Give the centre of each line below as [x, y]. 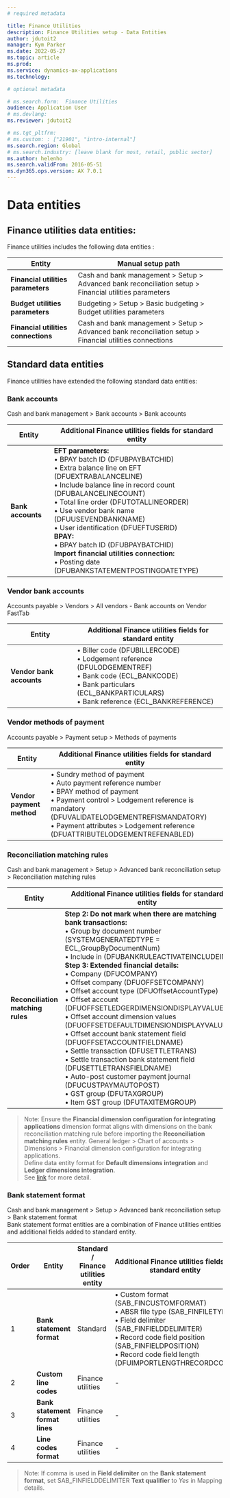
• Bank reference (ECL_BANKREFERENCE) [145, 701]
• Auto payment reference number [106, 783]
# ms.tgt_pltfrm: [32, 133]
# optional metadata [37, 89]
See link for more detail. [57, 1177]
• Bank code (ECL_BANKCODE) [127, 676]
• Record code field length [157, 1355]
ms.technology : [29, 77]
